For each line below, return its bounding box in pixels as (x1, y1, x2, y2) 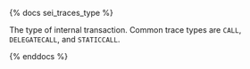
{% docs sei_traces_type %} (9, 8, 114, 18)
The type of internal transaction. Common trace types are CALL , (9, 25, 242, 34)
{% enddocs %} (9, 51, 69, 61)
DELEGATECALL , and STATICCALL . (9, 34, 121, 44)
